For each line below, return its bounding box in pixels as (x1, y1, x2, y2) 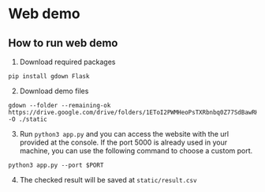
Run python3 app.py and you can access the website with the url (19, 130, 230, 138)
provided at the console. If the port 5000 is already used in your (19, 137, 227, 147)
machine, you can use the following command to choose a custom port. (19, 146, 253, 155)
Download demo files (19, 86, 89, 96)
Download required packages (19, 57, 116, 66)
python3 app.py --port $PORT (8, 161, 104, 169)
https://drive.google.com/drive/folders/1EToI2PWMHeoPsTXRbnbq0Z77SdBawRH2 (8, 108, 263, 116)
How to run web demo (8, 36, 118, 50)
